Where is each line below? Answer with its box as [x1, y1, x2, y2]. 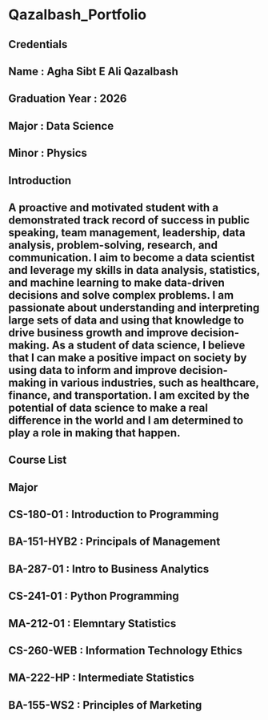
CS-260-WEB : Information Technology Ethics [8, 644, 242, 658]
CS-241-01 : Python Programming [8, 589, 179, 603]
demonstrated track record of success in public [8, 213, 250, 227]
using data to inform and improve [8, 363, 178, 377]
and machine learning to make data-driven [8, 276, 226, 289]
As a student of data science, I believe [51, 338, 246, 352]
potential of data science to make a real [8, 400, 208, 414]
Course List [8, 453, 67, 467]
